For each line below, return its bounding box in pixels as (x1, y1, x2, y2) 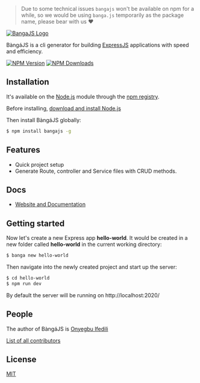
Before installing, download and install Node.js (6, 105, 122, 112)
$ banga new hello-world (6, 253, 69, 259)
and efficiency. (6, 48, 43, 55)
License (6, 354, 37, 364)
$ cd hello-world (6, 275, 50, 281)
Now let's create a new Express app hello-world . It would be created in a (6, 234, 188, 242)
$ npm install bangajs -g (6, 128, 71, 134)
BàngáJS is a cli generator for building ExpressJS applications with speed (6, 42, 189, 48)
